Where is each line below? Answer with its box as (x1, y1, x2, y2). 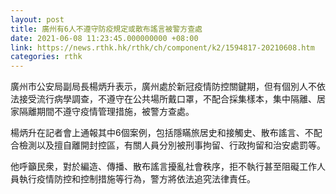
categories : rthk (10, 52, 83, 62)
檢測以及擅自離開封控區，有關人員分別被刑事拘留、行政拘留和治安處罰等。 (18, 139, 326, 151)
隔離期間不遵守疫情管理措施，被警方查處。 (18, 106, 195, 118)
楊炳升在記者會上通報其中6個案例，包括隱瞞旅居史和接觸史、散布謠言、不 (10, 127, 314, 139)
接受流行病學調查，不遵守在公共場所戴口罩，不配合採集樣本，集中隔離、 (18, 93, 317, 105)
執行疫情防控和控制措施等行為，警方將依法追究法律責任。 (18, 173, 256, 185)
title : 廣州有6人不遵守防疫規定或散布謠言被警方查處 (10, 24, 203, 34)
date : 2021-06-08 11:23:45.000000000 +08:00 (10, 33, 199, 43)
